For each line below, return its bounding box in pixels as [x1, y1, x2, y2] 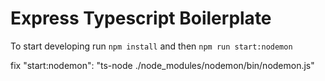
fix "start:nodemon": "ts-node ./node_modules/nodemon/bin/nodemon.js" [10, 59, 315, 71]
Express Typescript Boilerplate [10, 7, 272, 30]
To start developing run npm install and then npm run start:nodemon [10, 40, 293, 52]
